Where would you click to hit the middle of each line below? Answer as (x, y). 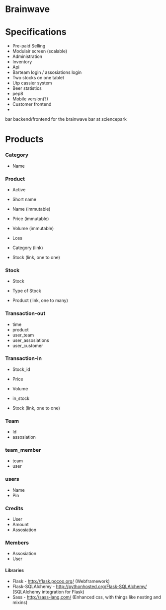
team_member (23, 450)
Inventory (22, 62)
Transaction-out (25, 313)
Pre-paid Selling (29, 46)
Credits (14, 508)
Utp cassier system (32, 83)
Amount (20, 524)
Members (17, 543)
